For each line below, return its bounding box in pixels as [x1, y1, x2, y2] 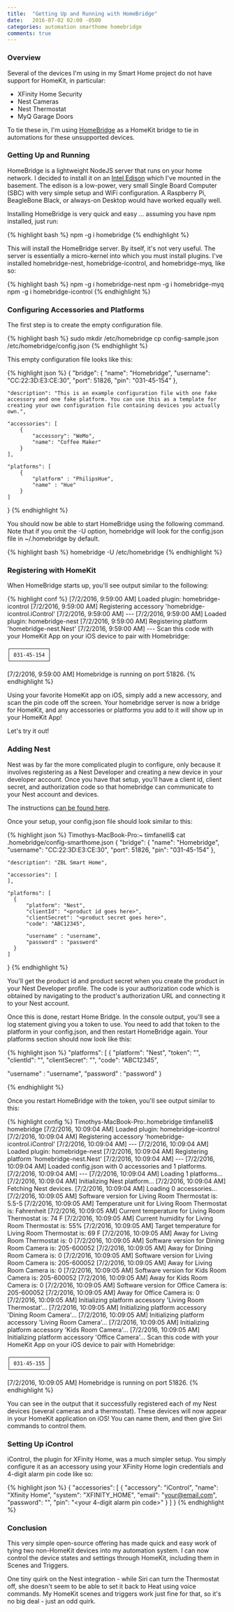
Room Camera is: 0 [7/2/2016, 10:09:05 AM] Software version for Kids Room [7, 1266, 227, 1274]
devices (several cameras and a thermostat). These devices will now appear [7, 1406, 227, 1415]
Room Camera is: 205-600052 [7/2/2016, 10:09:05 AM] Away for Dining [7, 1243, 214, 1252]
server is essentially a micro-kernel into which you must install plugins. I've [7, 251, 223, 259]
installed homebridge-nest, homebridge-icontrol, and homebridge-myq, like [7, 259, 226, 267]
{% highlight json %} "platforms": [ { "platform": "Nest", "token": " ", [7, 1048, 200, 1057]
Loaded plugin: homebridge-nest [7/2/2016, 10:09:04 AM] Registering [7, 1147, 208, 1155]
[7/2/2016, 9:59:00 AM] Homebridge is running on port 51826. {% [7, 670, 196, 678]
